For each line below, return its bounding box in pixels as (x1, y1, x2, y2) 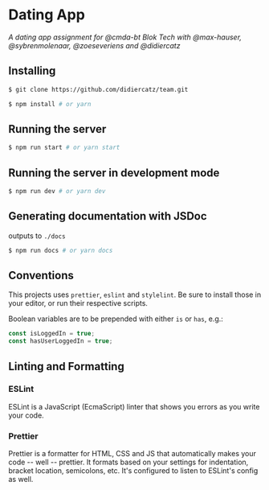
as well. (8, 475, 34, 484)
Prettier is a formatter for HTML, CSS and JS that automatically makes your (8, 449, 257, 459)
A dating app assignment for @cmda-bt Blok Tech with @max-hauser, (8, 32, 243, 42)
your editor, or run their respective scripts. (8, 299, 149, 308)
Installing (8, 64, 56, 78)
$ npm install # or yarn (8, 100, 92, 108)
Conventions (8, 268, 75, 282)
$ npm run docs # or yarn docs (8, 246, 113, 254)
